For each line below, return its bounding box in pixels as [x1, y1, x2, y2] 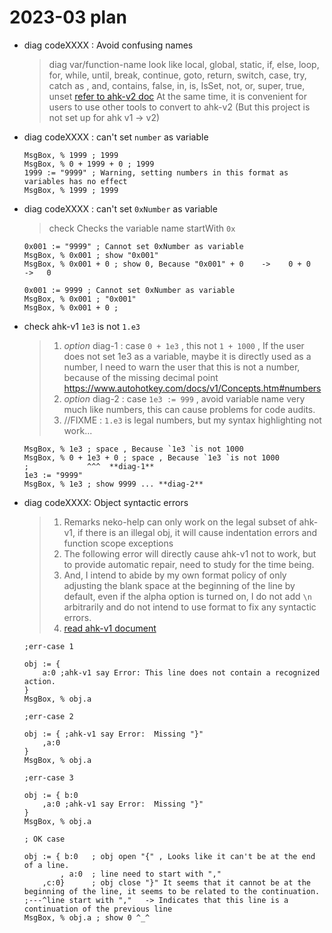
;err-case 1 [23, 641, 74, 651]
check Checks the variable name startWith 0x [48, 222, 236, 234]
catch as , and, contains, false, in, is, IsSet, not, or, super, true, [48, 79, 306, 91]
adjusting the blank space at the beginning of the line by [63, 579, 296, 591]
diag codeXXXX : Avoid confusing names [23, 39, 194, 51]
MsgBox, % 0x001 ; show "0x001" [23, 250, 159, 260]
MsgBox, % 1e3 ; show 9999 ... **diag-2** [23, 479, 204, 489]
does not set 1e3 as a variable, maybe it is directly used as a [63, 350, 312, 362]
